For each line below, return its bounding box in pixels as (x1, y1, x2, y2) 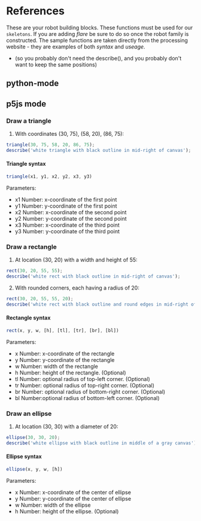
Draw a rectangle (6, 242, 57, 251)
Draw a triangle (6, 117, 52, 125)
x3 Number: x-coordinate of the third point (14, 221, 120, 228)
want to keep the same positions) (14, 61, 98, 68)
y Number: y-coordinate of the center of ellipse (14, 495, 132, 502)
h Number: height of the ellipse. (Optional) (14, 507, 119, 515)
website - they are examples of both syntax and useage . (6, 43, 145, 50)
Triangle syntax (6, 160, 46, 167)
